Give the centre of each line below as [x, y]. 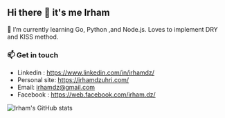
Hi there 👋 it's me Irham [58, 13]
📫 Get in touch [33, 55]
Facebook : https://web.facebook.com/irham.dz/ [86, 95]
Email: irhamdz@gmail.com [56, 88]
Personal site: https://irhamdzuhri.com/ [73, 80]
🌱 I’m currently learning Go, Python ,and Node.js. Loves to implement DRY [112, 29]
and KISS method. [33, 37]
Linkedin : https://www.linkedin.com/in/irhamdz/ [85, 72]
